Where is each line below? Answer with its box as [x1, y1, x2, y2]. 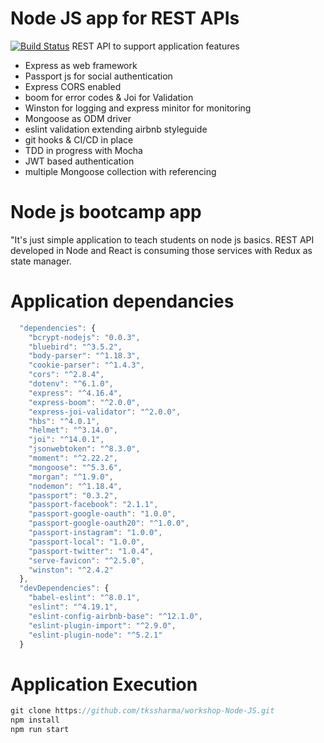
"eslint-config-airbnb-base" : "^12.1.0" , [28, 611, 203, 621]
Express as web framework [24, 59, 138, 71]
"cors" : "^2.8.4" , [28, 370, 105, 380]
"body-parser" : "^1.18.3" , [28, 351, 141, 361]
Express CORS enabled [24, 80, 122, 92]
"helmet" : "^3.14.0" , [28, 425, 118, 436]
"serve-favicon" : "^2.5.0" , [28, 555, 145, 566]
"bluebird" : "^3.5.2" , [28, 342, 123, 352]
